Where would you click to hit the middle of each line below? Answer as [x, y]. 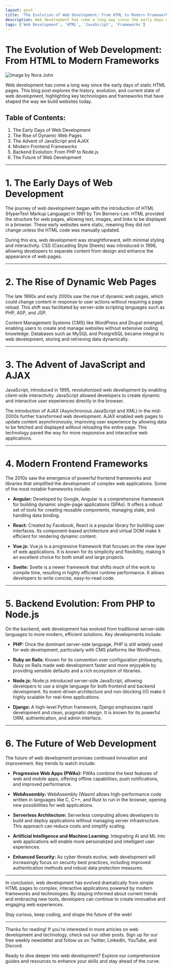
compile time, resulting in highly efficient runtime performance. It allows [89, 572]
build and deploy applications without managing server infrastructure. [86, 820]
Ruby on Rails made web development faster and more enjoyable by [84, 665]
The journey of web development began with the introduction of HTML [80, 208]
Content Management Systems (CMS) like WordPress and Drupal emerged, [84, 323]
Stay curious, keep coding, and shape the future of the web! [69, 914]
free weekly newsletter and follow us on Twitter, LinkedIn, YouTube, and [81, 940]
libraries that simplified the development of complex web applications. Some [86, 483]
